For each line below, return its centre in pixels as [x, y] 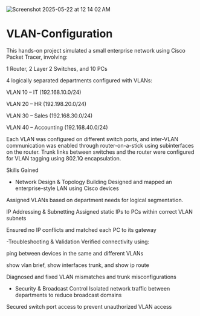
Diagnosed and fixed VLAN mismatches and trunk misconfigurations [91, 277]
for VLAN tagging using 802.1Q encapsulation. [64, 158]
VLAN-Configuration [60, 34]
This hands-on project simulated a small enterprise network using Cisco [96, 50]
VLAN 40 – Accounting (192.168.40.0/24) [57, 127]
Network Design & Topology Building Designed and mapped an [93, 182]
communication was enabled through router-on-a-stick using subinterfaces [100, 145]
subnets [16, 218]
